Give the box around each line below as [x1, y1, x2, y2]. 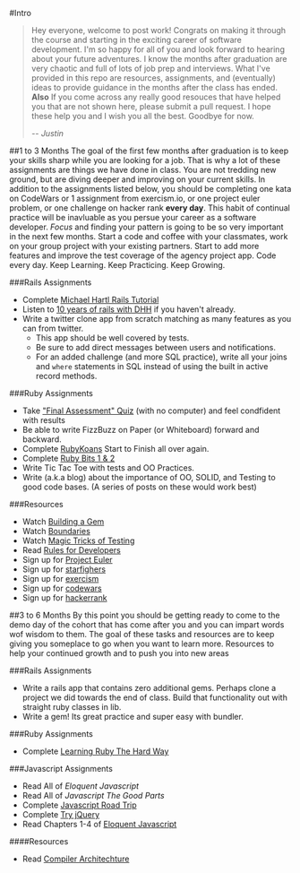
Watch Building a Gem [21, 516, 105, 527]
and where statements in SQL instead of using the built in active [35, 361, 269, 371]
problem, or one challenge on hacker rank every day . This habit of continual [9, 203, 291, 213]
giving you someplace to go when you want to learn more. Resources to [9, 638, 275, 649]
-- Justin [30, 128, 64, 138]
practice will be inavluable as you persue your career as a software [9, 212, 257, 222]
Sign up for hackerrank [21, 592, 107, 603]
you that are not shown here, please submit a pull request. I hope [30, 101, 271, 111]
